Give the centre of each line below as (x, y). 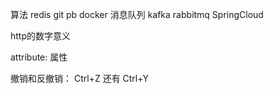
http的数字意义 (41, 36)
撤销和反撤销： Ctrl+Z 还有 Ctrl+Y (79, 78)
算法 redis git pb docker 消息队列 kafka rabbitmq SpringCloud (137, 14)
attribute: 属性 (39, 57)
